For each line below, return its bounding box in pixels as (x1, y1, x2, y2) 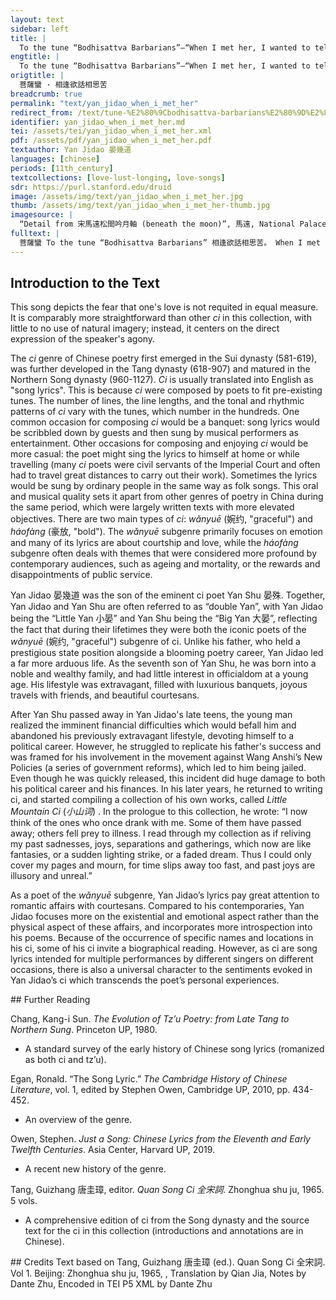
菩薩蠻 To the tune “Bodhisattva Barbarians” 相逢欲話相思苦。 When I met (19, 237, 321, 248)
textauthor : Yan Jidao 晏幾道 (10, 145, 132, 155)
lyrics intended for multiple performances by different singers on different (10, 953, 314, 965)
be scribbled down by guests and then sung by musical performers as (10, 427, 299, 439)
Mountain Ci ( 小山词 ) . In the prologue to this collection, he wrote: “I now (10, 806, 308, 818)
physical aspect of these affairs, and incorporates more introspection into (10, 921, 313, 933)
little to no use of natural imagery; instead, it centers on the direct (10, 322, 280, 335)
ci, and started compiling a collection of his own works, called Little (10, 794, 288, 806)
